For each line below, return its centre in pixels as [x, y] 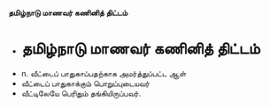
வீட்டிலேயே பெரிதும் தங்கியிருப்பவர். [81, 93]
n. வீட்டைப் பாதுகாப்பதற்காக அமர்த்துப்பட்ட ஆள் [104, 73]
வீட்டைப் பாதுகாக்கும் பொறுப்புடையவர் [85, 83]
